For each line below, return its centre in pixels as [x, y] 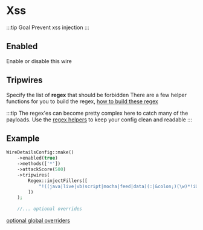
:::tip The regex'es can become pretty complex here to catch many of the [97, 113]
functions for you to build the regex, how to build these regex [82, 101]
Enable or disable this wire [39, 61]
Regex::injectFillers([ [58, 181]
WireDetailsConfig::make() [40, 152]
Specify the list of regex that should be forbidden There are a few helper [97, 95]
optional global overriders [38, 220]
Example [23, 138]
